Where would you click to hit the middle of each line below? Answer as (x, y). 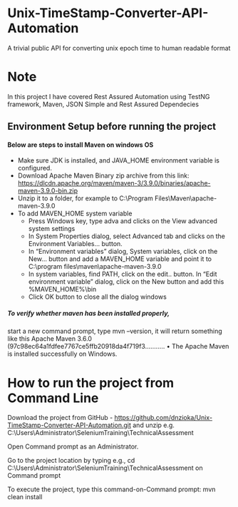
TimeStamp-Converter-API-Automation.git (69, 425)
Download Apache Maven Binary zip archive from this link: (103, 175)
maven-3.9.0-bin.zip (48, 191)
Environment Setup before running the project (112, 127)
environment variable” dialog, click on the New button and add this (126, 282)
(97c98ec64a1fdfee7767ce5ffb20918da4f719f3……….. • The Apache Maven (118, 347)
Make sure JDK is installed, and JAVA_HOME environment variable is (118, 160)
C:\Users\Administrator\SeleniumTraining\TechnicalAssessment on (105, 468)
